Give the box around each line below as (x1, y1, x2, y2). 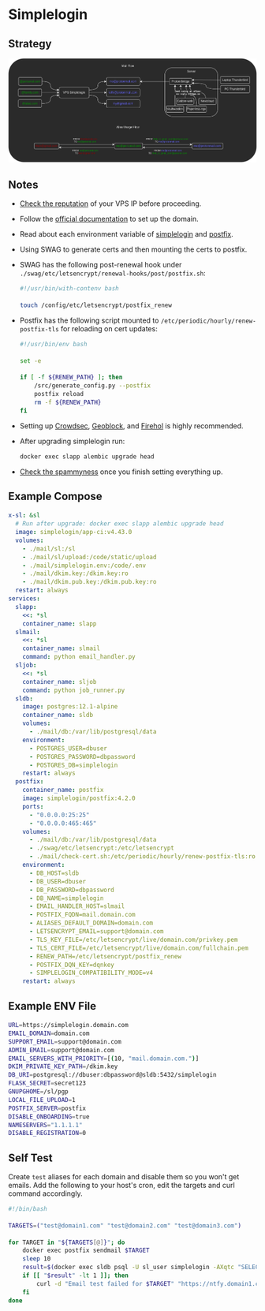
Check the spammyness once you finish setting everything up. (19, 467, 223, 476)
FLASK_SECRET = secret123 (8, 1079, 87, 1088)
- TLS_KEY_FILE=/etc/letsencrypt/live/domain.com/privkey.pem (28, 936, 238, 943)
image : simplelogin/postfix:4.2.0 (22, 794, 136, 802)
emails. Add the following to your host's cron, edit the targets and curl (8, 1181, 235, 1190)
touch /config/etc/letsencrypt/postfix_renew (19, 301, 172, 309)
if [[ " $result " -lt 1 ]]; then (22, 1272, 129, 1279)
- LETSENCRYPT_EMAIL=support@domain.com (28, 928, 164, 936)
